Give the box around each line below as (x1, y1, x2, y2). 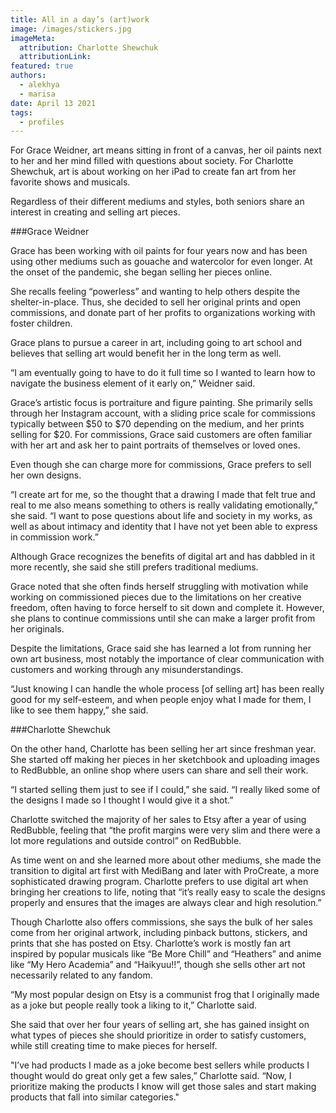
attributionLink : (19, 52, 92, 62)
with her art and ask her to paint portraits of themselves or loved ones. (10, 439, 301, 451)
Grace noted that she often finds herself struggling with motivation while (10, 581, 309, 593)
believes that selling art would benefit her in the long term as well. (10, 347, 282, 360)
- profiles (19, 117, 65, 127)
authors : (10, 71, 47, 81)
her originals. (10, 623, 65, 635)
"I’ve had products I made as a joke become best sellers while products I (10, 1059, 310, 1071)
